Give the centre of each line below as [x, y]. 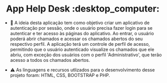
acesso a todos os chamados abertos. [50, 60]
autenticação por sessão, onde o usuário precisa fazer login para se [81, 28]
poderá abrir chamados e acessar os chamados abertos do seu [76, 39]
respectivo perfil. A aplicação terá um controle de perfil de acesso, [80, 44]
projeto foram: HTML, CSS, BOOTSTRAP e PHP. [60, 75]
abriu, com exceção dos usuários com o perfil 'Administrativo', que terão [86, 55]
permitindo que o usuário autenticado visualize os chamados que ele [82, 49]
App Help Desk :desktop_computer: [83, 9]
